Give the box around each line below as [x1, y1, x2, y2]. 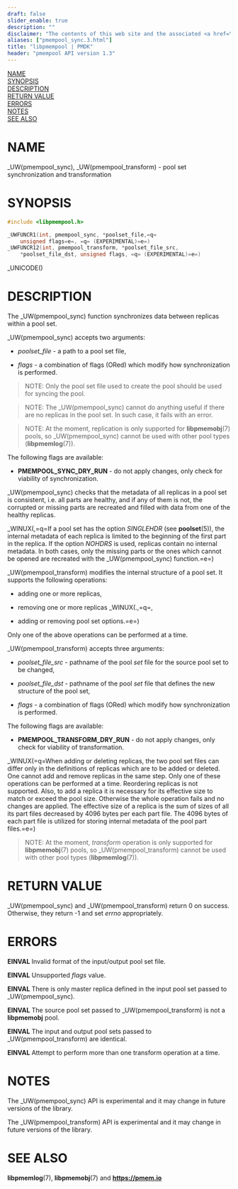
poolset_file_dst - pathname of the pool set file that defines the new [17, 679, 215, 688]
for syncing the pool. [24, 389, 86, 398]
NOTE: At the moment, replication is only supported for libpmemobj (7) [24, 424, 231, 433]
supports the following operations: [7, 576, 108, 584]
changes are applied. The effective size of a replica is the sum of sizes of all [7, 802, 229, 811]
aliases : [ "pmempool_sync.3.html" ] [7, 37, 113, 44]
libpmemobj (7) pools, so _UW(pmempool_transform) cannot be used [24, 846, 227, 854]
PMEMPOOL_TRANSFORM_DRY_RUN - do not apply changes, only [17, 736, 215, 744]
